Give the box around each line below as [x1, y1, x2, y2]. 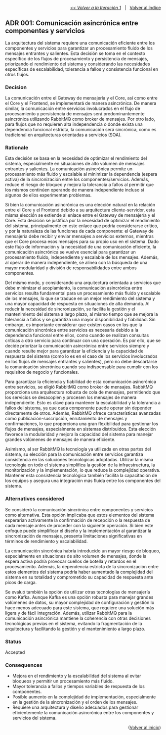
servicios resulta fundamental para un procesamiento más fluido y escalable [5, 290, 161, 296]
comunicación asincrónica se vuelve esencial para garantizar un [5, 249, 136, 255]
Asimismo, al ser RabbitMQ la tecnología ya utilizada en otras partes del [5, 446, 151, 452]
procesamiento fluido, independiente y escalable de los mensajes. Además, [5, 254, 159, 260]
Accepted [5, 649, 25, 655]
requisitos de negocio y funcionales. [5, 369, 79, 375]
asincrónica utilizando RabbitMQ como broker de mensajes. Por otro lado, [5, 116, 156, 122]
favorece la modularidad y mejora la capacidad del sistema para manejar [5, 431, 153, 438]
